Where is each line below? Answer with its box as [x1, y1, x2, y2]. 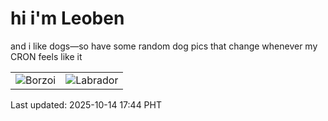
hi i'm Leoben [10, 7, 125, 30]
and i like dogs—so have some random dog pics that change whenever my [10, 40, 318, 52]
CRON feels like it [10, 50, 83, 62]
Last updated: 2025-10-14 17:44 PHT [10, 98, 162, 111]
